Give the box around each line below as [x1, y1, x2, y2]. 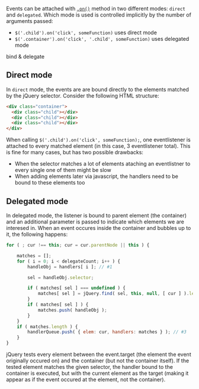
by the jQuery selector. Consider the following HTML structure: [6, 92, 160, 99]
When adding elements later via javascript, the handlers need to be [14, 173, 179, 180]
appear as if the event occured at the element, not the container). [6, 376, 166, 383]
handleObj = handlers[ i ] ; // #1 [27, 264, 113, 270]
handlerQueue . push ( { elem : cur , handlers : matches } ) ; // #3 [27, 329, 187, 335]
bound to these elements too [14, 179, 85, 186]
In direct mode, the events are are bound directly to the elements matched [6, 86, 190, 93]
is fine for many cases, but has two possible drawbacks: [6, 149, 144, 156]
